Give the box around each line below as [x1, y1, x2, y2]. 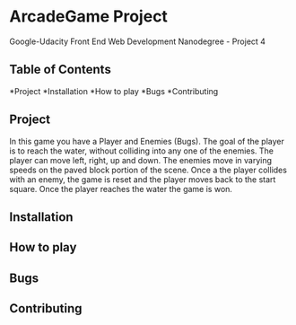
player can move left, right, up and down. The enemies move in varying [9, 154, 272, 165]
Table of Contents [9, 62, 112, 77]
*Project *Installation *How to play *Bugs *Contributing [9, 85, 219, 96]
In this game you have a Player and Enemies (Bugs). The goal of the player [9, 136, 285, 146]
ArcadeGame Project [9, 6, 169, 27]
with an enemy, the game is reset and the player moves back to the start [9, 173, 276, 185]
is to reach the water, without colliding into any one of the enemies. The [9, 145, 274, 156]
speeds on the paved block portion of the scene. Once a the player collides [9, 164, 287, 175]
